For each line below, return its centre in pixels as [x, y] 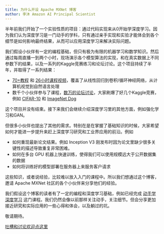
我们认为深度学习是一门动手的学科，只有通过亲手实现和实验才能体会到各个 [84, 35]
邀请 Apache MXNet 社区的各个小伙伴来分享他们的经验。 [62, 183]
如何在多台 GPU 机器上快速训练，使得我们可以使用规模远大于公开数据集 [84, 154]
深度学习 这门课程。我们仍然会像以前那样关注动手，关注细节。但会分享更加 [81, 199]
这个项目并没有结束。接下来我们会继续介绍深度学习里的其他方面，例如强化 [80, 109]
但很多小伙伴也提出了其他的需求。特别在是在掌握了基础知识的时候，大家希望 [82, 125]
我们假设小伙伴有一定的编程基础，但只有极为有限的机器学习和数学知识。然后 [82, 51]
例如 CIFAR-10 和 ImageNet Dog [44, 98]
